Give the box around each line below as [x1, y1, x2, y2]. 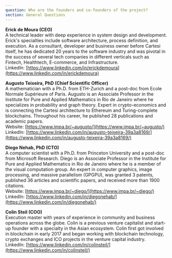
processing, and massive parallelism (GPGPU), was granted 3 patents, [5, 171, 154, 177]
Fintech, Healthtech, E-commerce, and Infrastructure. [5, 59, 119, 65]
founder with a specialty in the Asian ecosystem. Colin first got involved [12, 225, 164, 231]
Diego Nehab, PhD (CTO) [5, 144, 60, 150]
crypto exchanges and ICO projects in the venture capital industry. [5, 236, 146, 242]
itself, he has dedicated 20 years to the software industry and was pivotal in [5, 48, 166, 54]
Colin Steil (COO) [5, 209, 43, 215]
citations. [5, 183, 25, 189]
